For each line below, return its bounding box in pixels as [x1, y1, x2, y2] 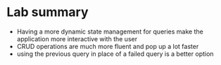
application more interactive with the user [16, 34, 138, 43]
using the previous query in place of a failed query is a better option [16, 50, 214, 58]
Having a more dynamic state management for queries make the [16, 27, 203, 36]
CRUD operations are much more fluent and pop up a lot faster [16, 42, 199, 50]
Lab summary [6, 4, 89, 20]
